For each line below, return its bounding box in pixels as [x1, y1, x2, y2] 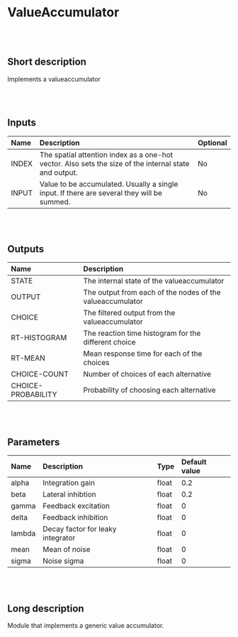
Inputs [7, 116, 37, 129]
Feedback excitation [42, 501, 110, 511]
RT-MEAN [11, 353, 45, 363]
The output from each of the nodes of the [83, 288, 221, 298]
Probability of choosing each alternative [83, 385, 216, 395]
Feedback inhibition [42, 513, 108, 523]
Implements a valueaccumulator [7, 75, 101, 83]
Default [181, 457, 207, 467]
